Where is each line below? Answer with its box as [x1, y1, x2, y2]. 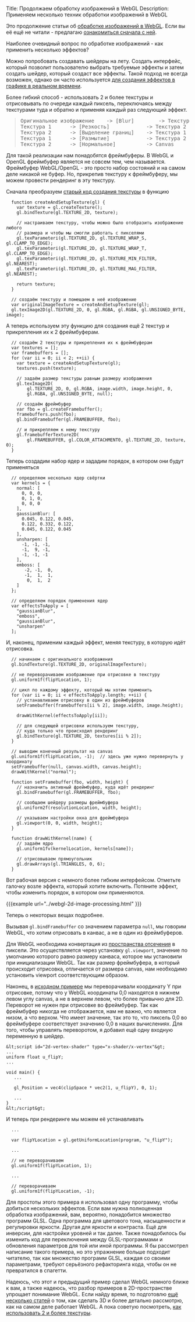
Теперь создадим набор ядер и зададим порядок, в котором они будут [6, 457, 184, 464]
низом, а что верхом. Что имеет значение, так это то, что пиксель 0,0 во [6, 1014, 187, 1021]
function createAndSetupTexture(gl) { [11, 199, 106, 205]
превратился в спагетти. [6, 1267, 68, 1274]
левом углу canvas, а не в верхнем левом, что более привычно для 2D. [6, 996, 185, 1002]
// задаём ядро [16, 841, 54, 846]
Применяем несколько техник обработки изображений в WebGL [6, 11, 168, 18]
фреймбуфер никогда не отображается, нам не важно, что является [6, 1008, 176, 1014]
